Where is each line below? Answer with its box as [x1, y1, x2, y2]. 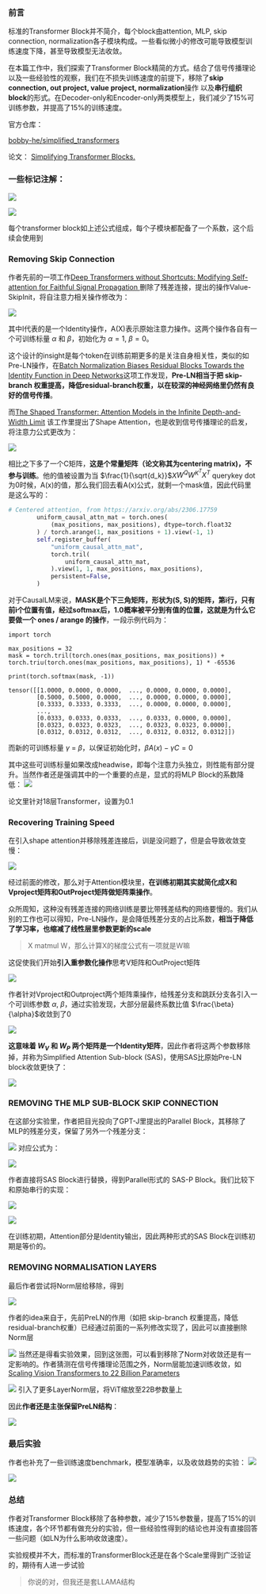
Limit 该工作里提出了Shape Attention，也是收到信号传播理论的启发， [28, 417, 252, 426]
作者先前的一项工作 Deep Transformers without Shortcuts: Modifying [8, 272, 231, 282]
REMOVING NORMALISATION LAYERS [8, 1262, 157, 1273]
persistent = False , [50, 573, 112, 581]
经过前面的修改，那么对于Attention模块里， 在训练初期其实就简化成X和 [8, 878, 237, 887]
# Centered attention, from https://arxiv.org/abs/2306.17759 [8, 506, 218, 514]
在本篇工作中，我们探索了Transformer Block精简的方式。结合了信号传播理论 [8, 63, 256, 73]
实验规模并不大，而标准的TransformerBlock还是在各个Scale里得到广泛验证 [8, 1550, 252, 1560]
